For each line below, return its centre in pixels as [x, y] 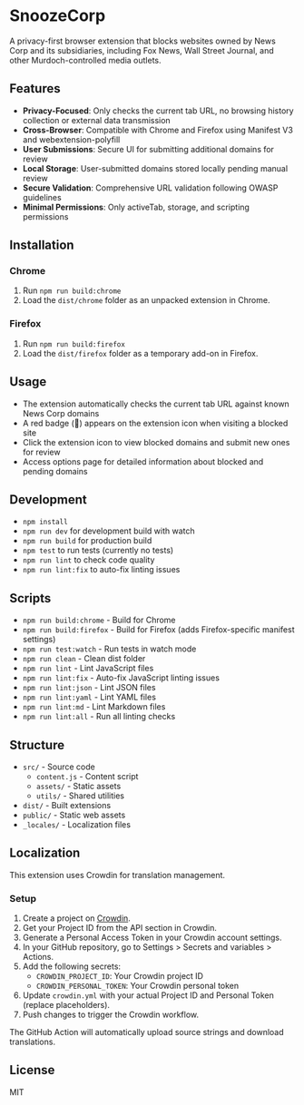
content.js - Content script [87, 776]
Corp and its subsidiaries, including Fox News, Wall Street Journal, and [142, 50]
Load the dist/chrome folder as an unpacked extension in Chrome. [146, 300]
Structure [37, 745]
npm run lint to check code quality [88, 560]
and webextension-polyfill [71, 139]
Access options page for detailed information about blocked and [143, 461]
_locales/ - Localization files [77, 824]
